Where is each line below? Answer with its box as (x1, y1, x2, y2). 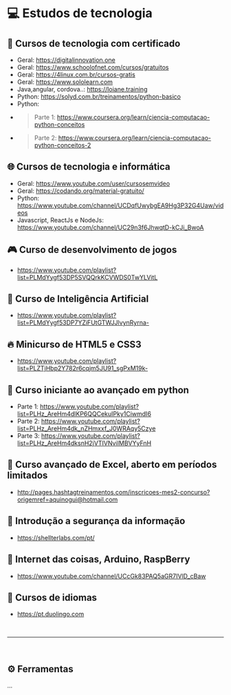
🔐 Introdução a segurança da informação (7, 515, 186, 527)
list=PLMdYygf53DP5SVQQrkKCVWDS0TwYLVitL (16, 273, 158, 281)
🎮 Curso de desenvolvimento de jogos (7, 244, 177, 256)
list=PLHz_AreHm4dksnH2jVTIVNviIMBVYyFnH (16, 439, 152, 448)
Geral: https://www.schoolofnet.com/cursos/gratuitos (16, 63, 169, 71)
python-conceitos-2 (34, 141, 91, 149)
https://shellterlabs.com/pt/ (16, 533, 95, 541)
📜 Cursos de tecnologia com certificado (7, 37, 181, 49)
